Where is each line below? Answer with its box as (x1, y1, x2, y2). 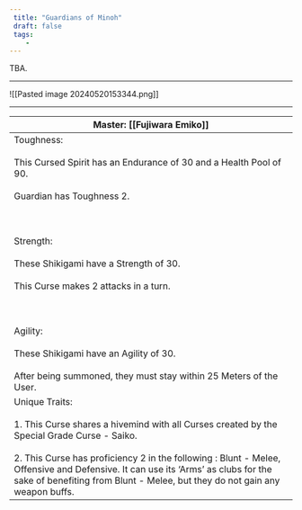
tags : (13, 30, 34, 39)
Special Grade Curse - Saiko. (13, 429, 138, 442)
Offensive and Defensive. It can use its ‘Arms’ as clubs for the (13, 463, 272, 476)
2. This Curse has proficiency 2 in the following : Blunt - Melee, (13, 452, 281, 464)
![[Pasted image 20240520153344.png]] (9, 89, 159, 100)
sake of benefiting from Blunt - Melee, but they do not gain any (13, 474, 280, 487)
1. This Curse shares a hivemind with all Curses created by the (13, 418, 278, 431)
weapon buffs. (13, 486, 75, 498)
